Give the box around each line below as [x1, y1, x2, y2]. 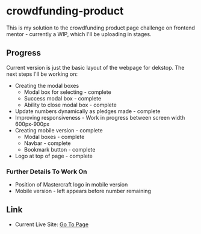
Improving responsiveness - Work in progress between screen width [14, 114, 185, 121]
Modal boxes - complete [23, 133, 85, 140]
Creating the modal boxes [14, 82, 79, 89]
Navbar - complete [23, 140, 71, 147]
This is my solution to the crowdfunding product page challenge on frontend [6, 24, 196, 31]
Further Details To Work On [6, 167, 87, 176]
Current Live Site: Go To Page [14, 221, 89, 228]
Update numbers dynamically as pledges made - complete [14, 107, 161, 115]
